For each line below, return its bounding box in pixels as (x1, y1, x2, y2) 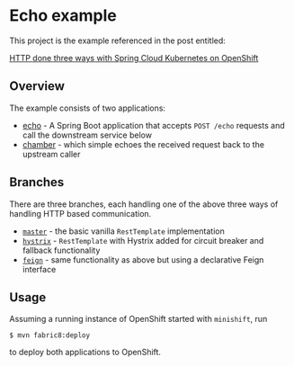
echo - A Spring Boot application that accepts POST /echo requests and (22, 120, 285, 130)
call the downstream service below (22, 129, 153, 140)
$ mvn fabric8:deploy (9, 331, 91, 340)
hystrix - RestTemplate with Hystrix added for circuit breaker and (22, 235, 264, 245)
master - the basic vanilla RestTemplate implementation (22, 226, 225, 237)
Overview (9, 78, 66, 94)
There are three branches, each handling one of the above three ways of (9, 199, 279, 210)
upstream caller (22, 148, 81, 159)
